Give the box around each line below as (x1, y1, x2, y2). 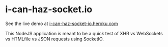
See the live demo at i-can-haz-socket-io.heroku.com (5, 20, 118, 27)
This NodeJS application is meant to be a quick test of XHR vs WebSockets (5, 30, 163, 36)
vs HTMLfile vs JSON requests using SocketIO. (5, 36, 104, 42)
